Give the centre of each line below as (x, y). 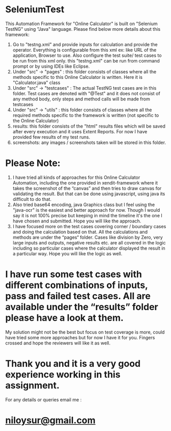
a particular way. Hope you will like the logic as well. (67, 253)
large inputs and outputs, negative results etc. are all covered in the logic (89, 242)
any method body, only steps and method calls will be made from (81, 99)
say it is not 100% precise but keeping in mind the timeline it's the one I (87, 215)
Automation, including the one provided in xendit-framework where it (85, 182)
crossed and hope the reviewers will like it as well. (58, 343)
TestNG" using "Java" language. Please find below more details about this (83, 29)
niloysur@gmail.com (51, 420)
